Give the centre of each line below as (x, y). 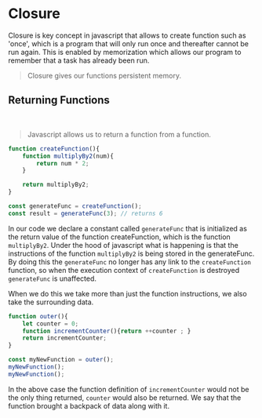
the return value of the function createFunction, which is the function (120, 237)
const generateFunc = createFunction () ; (75, 206)
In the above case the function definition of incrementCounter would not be (129, 389)
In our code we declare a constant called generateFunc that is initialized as (127, 228)
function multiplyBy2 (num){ (68, 156)
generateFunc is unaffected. (52, 278)
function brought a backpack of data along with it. (89, 405)
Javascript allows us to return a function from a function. (119, 134)
